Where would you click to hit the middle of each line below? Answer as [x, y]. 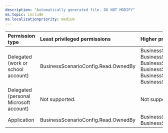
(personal [19, 96]
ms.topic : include [24, 14]
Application [21, 120]
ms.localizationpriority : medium [40, 19]
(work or [18, 63]
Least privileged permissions [75, 39]
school [16, 69]
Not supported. [58, 99]
